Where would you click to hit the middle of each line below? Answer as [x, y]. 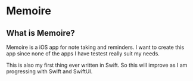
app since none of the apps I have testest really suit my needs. [83, 54]
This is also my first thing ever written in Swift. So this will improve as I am [97, 65]
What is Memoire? [41, 33]
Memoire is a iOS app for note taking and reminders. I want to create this [95, 47]
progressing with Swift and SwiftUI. [49, 71]
